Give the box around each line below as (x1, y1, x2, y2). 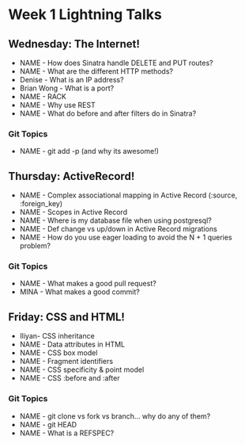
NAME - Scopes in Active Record (19, 208, 128, 217)
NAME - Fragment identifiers (19, 357, 113, 366)
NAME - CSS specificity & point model (19, 365, 145, 374)
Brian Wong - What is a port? (19, 83, 115, 93)
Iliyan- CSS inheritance (19, 331, 95, 341)
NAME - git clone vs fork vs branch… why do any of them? (19, 411, 211, 421)
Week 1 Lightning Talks (8, 6, 162, 24)
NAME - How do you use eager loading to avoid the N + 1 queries (19, 232, 232, 243)
